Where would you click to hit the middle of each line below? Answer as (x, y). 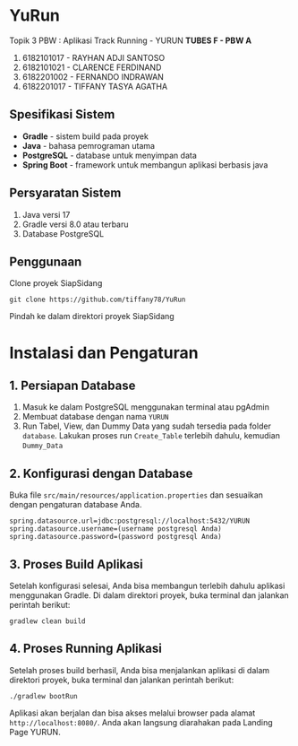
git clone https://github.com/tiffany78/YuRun (98, 300)
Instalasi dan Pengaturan (104, 353)
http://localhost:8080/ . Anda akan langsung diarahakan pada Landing (141, 722)
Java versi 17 (46, 214)
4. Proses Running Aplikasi (86, 649)
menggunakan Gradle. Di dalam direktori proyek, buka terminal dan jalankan (149, 595)
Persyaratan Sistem (65, 193)
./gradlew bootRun (43, 696)
